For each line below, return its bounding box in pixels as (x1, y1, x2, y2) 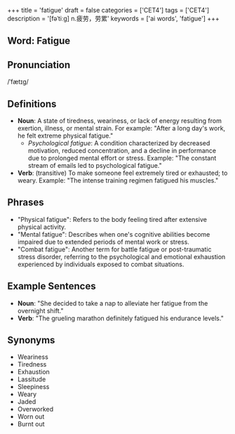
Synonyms (7, 334, 55, 346)
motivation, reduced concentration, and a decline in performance (27, 147, 216, 155)
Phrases (7, 197, 44, 209)
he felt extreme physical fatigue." (17, 131, 114, 140)
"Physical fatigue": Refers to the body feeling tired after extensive (17, 215, 207, 223)
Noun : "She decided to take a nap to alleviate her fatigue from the (17, 298, 208, 308)
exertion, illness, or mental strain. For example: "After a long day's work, (17, 124, 226, 133)
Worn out (17, 412, 45, 421)
